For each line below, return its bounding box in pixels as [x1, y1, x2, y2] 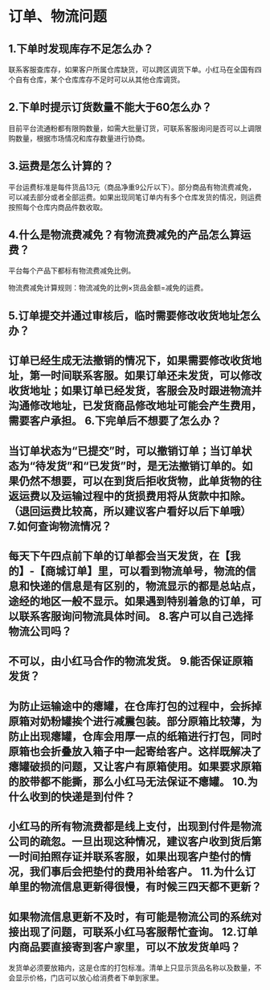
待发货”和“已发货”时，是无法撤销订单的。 [35, 459, 243, 473]
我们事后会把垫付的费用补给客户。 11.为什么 [29, 865, 246, 879]
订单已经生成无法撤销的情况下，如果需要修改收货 [8, 354, 252, 368]
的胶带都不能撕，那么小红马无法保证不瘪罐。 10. [8, 774, 247, 788]
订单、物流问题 [8, 7, 108, 26]
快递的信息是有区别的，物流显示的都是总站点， [29, 580, 262, 593]
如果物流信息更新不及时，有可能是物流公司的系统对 [8, 910, 262, 923]
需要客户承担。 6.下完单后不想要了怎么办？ [8, 414, 222, 428]
